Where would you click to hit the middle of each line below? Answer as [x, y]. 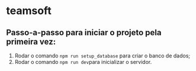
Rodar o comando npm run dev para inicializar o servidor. [83, 62]
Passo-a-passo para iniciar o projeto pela [84, 33]
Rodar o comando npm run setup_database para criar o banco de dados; [102, 56]
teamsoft [29, 11]
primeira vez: [31, 41]
